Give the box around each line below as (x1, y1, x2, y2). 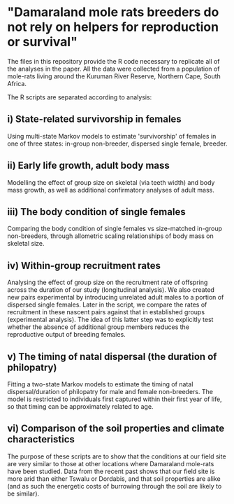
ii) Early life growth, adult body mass (7, 160, 170, 171)
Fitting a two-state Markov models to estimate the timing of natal (7, 380, 193, 388)
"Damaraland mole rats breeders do (7, 4, 219, 20)
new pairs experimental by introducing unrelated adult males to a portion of (7, 293, 224, 302)
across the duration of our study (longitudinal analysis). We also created (7, 286, 215, 294)
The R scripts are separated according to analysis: (7, 92, 152, 101)
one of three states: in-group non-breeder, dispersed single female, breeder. (7, 139, 228, 148)
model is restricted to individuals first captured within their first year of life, (7, 395, 222, 403)
